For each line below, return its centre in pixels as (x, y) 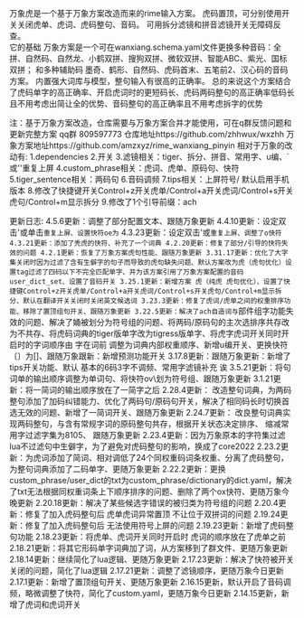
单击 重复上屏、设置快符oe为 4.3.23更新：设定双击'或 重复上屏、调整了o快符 (155, 232)
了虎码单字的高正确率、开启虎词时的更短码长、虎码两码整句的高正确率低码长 (152, 92)
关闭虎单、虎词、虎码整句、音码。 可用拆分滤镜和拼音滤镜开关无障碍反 (149, 24)
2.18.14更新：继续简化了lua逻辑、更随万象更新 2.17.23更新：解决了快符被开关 (152, 559)
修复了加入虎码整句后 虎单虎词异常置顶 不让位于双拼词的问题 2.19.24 (152, 514)
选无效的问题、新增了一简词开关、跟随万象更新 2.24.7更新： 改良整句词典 (146, 412)
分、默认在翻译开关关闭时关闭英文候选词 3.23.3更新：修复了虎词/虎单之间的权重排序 (147, 301)
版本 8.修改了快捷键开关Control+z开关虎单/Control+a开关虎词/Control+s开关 (152, 191)
